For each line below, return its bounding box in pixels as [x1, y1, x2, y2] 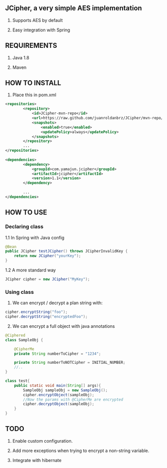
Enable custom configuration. [12, 438, 73, 444]
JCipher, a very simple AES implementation [5, 4, 142, 12]
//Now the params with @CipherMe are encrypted [23, 397, 123, 402]
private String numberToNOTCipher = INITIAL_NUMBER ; [14, 360, 126, 365]
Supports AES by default [12, 17, 63, 23]
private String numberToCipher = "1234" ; [14, 351, 101, 356]
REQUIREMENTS [5, 41, 57, 50]
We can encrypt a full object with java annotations [12, 323, 115, 329]
